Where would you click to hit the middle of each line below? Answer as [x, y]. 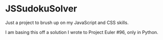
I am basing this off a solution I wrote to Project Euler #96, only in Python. [82, 32]
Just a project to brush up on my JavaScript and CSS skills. [67, 22]
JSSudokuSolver [41, 9]
